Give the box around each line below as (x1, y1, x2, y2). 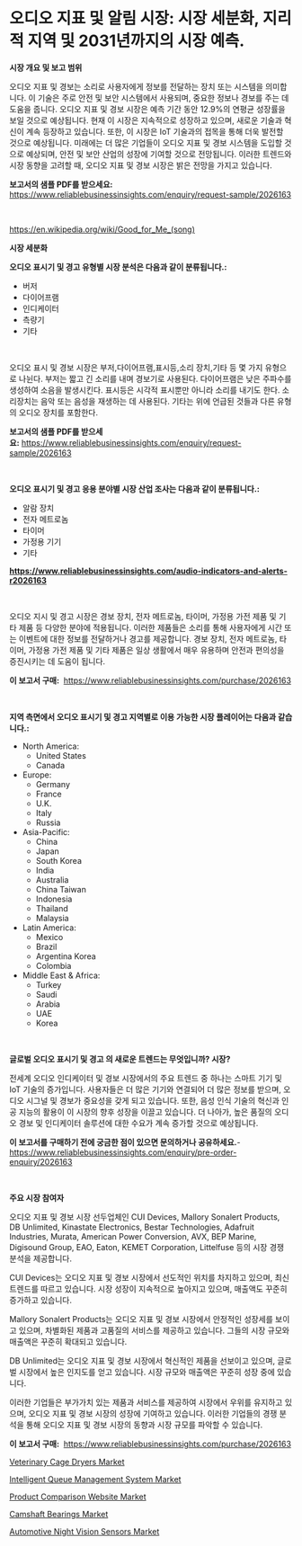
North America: (22, 741, 79, 751)
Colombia (35, 960, 72, 971)
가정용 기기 (22, 536, 62, 546)
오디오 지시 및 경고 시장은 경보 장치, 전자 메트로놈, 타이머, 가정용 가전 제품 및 (9, 610, 277, 621)
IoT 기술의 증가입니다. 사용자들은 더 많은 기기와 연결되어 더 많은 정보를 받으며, (9, 1084, 281, 1095)
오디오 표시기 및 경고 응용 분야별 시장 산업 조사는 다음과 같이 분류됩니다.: (9, 483, 261, 494)
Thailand (35, 902, 69, 913)
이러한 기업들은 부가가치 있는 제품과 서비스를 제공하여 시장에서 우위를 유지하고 (9, 1397, 283, 1408)
